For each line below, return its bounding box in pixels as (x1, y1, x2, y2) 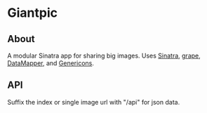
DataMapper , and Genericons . (7, 59, 95, 67)
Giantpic (7, 5, 58, 21)
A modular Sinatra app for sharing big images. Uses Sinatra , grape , (7, 51, 201, 60)
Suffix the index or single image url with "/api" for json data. (7, 98, 180, 106)
